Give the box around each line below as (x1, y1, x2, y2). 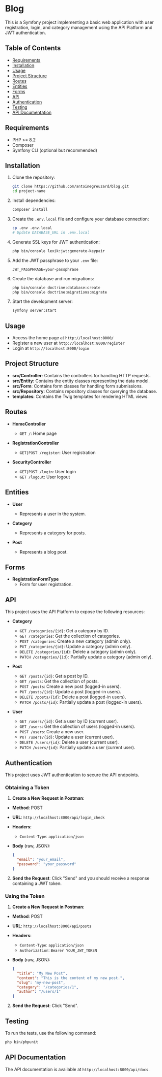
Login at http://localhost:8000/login (12, 345, 89, 351)
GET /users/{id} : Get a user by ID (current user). (19, 718, 118, 724)
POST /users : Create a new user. (19, 729, 84, 735)
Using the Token (5, 892, 45, 899)
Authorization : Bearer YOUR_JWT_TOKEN (19, 947, 97, 953)
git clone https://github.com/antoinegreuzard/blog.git (12, 184, 129, 189)
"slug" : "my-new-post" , (17, 980, 65, 985)
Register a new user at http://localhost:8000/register (12, 340, 125, 346)
